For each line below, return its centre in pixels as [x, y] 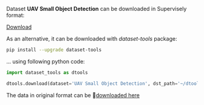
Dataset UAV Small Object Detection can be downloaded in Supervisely [97, 9]
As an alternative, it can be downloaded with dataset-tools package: [92, 39]
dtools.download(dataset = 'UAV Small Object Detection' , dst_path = [92, 83]
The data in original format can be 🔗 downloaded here [73, 95]
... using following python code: [46, 61]
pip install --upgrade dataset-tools [54, 50]
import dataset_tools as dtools [47, 72]
